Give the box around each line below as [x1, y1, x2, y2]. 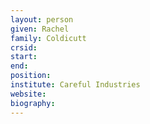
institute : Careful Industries [10, 80, 141, 90]
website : [10, 89, 47, 99]
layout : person [10, 14, 74, 25]
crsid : [10, 42, 38, 53]
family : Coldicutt [10, 33, 87, 43]
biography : [10, 98, 56, 108]
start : [10, 52, 38, 62]
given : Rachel [10, 24, 70, 34]
